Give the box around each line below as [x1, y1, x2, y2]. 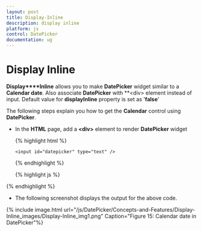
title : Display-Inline [6, 14, 63, 21]
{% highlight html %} [14, 137, 68, 144]
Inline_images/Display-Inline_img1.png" [6, 212, 104, 220]
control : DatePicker [6, 31, 58, 37]
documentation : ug [6, 37, 52, 43]
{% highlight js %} [14, 171, 60, 178]
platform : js [6, 25, 39, 32]
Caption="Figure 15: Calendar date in [104, 212, 197, 220]
